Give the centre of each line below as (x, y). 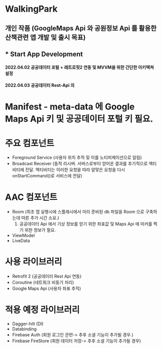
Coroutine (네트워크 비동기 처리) (43, 282)
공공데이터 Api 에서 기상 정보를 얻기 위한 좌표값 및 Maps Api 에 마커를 (86, 224)
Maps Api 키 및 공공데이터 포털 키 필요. (79, 119)
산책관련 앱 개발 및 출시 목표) (45, 37)
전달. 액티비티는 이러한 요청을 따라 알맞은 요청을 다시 (75, 170)
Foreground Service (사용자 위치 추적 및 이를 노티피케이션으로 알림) (77, 157)
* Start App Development (44, 54)
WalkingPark (31, 9)
